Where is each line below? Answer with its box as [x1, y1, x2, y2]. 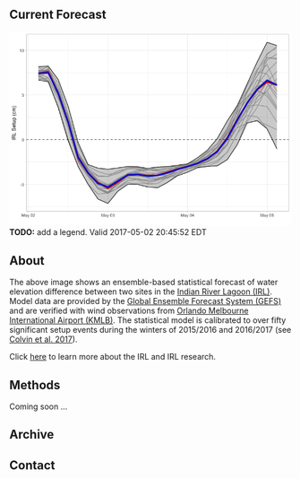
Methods [9, 377, 61, 393]
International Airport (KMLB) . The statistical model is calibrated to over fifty [9, 315, 287, 326]
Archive [9, 427, 55, 442]
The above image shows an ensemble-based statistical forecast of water [9, 277, 279, 288]
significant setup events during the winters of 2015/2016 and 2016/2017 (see [9, 325, 292, 335]
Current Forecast [9, 7, 107, 22]
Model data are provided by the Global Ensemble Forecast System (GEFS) [9, 296, 282, 307]
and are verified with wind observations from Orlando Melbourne [9, 305, 249, 317]
